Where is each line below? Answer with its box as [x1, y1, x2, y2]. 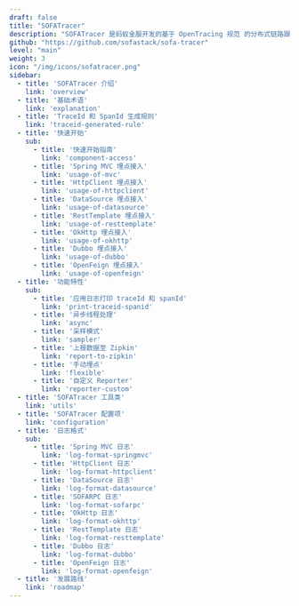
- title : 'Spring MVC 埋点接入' [32, 162, 149, 171]
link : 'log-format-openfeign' [41, 566, 153, 576]
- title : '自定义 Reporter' [32, 377, 133, 386]
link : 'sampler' [41, 335, 101, 344]
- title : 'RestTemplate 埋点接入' [32, 211, 156, 220]
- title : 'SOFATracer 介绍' [17, 79, 118, 88]
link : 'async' [41, 319, 93, 328]
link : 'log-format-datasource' [41, 483, 158, 493]
